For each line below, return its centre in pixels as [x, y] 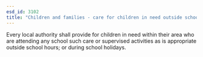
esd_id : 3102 [23, 12]
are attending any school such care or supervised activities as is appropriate [101, 41]
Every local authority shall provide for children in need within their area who [100, 34]
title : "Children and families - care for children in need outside [94, 17]
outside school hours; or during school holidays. [66, 47]
